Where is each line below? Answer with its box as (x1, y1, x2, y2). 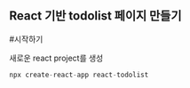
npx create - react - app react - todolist (9, 70, 149, 79)
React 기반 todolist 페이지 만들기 (9, 8, 182, 24)
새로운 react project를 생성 (9, 52, 104, 63)
